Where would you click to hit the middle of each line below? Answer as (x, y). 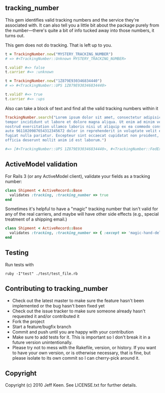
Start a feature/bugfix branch (41, 327)
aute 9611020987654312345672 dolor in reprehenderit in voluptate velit (81, 131)
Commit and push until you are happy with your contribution (73, 332)
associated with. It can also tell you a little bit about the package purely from (82, 25)
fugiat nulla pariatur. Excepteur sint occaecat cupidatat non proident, (82, 136)
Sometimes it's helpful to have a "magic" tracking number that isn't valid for (82, 209)
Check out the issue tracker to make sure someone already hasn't (79, 311)
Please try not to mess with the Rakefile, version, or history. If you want (84, 347)
